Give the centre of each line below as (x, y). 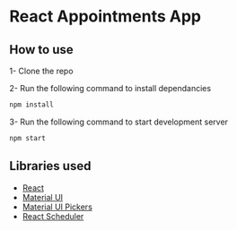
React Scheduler (53, 216)
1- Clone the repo (41, 71)
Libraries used (50, 166)
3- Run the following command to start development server (119, 122)
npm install (31, 105)
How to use (41, 50)
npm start (28, 138)
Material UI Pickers (57, 207)
